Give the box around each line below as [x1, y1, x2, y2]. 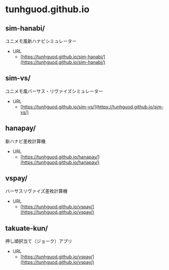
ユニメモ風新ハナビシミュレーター [5, 38, 77, 44]
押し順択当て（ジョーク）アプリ [5, 238, 72, 244]
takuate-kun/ [5, 224, 48, 233]
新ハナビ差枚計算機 [5, 138, 46, 144]
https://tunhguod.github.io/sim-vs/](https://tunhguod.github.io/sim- [22, 104, 164, 110]
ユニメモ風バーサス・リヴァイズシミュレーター [5, 88, 103, 94]
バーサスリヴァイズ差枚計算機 [5, 188, 68, 194]
